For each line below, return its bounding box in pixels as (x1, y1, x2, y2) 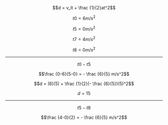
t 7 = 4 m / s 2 (72, 35, 95, 42)
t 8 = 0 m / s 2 (72, 45, 96, 52)
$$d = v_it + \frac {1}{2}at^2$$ (52, 5, 116, 10)
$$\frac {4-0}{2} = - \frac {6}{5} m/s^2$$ (40, 114, 127, 120)
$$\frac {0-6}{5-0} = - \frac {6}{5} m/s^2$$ (38, 70, 130, 77)
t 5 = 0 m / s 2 (72, 25, 96, 32)
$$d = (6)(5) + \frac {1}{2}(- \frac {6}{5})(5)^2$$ (34, 80, 134, 86)
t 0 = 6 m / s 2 (72, 14, 96, 21)
